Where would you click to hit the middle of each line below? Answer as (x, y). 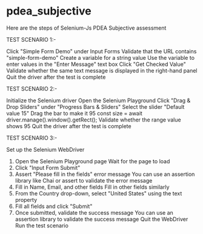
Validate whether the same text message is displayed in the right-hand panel (102, 70)
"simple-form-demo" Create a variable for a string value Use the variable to (101, 57)
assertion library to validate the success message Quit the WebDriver (101, 219)
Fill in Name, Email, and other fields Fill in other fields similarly (92, 187)
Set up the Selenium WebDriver (45, 149)
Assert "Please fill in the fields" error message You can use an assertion (105, 174)
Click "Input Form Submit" (48, 167)
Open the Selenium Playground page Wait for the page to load (92, 161)
